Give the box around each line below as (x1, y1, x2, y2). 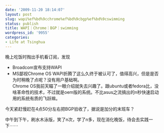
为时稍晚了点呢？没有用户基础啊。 (12, 76, 82, 82)
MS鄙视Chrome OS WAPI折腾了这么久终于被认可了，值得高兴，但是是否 (12, 70, 159, 76)
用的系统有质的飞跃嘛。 (12, 95, 60, 101)
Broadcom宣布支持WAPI (12, 64, 62, 70)
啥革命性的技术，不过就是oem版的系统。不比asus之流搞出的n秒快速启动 (12, 89, 159, 95)
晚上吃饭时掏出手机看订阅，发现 (5, 54, 70, 60)
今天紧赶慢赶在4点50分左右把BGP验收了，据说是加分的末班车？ (5, 106, 135, 112)
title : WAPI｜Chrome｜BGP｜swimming (5, 26, 79, 31)
